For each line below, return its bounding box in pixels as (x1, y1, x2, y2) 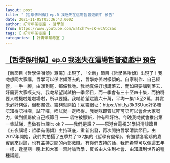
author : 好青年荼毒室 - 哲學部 (5, 21, 64, 27)
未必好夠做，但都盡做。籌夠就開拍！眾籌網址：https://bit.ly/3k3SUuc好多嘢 (5, 102, 162, 108)
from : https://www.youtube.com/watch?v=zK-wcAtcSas (5, 26, 116, 31)
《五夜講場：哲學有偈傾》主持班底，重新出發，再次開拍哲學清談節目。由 (5, 127, 156, 133)
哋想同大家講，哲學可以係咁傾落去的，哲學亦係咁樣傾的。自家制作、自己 (5, 76, 156, 83)
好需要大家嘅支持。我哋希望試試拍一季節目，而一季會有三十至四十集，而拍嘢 (5, 89, 165, 95)
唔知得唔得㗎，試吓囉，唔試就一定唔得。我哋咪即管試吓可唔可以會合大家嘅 (5, 108, 160, 114)
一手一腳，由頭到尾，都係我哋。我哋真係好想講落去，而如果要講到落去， (14, 83, 165, 89)
